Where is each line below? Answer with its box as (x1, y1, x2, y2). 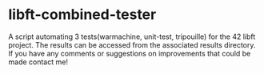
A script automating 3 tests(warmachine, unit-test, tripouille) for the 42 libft (8, 32, 256, 41)
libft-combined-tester (8, 6, 157, 24)
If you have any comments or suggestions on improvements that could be (8, 48, 251, 58)
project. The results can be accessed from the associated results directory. (8, 40, 256, 49)
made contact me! (8, 57, 68, 67)
